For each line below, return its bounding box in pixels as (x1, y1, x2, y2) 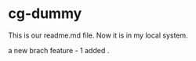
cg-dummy (8, 5, 82, 23)
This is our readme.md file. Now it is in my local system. (8, 30, 188, 40)
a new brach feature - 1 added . (8, 45, 110, 55)
